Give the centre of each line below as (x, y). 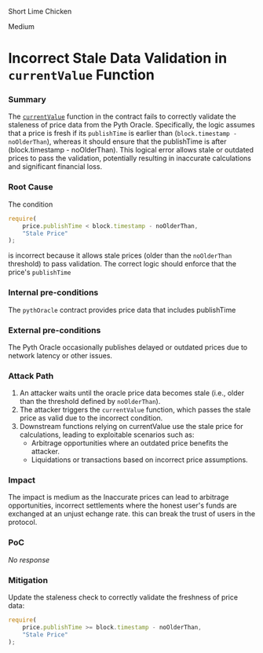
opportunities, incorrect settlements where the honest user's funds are (122, 505)
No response (29, 559)
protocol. (23, 523)
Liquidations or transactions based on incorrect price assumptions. (140, 460)
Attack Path (31, 376)
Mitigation (28, 580)
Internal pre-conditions (53, 292)
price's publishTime (40, 272)
